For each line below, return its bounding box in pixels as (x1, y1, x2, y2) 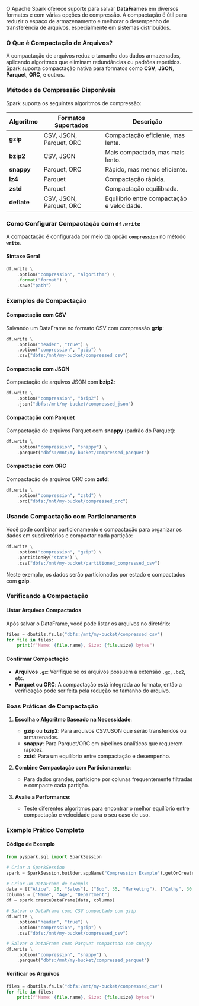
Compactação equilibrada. (105, 184, 179, 192)
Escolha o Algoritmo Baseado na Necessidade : (14, 716, 132, 723)
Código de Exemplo (6, 840, 55, 848)
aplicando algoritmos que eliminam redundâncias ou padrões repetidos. (6, 59, 182, 66)
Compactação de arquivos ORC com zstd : (6, 476, 110, 483)
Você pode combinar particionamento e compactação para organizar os (6, 526, 182, 533)
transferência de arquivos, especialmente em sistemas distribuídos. (6, 24, 171, 31)
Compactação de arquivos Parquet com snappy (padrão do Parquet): (6, 427, 176, 434)
